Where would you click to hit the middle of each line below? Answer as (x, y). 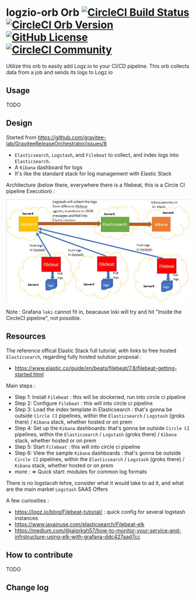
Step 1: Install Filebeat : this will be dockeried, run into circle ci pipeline (100, 397)
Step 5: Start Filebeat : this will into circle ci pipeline (77, 446)
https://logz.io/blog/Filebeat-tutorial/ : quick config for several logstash (100, 511)
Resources (26, 336)
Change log (27, 587)
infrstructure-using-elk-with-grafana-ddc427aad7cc (78, 537)
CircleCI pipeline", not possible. (44, 318)
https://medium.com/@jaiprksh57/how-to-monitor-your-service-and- (98, 530)
